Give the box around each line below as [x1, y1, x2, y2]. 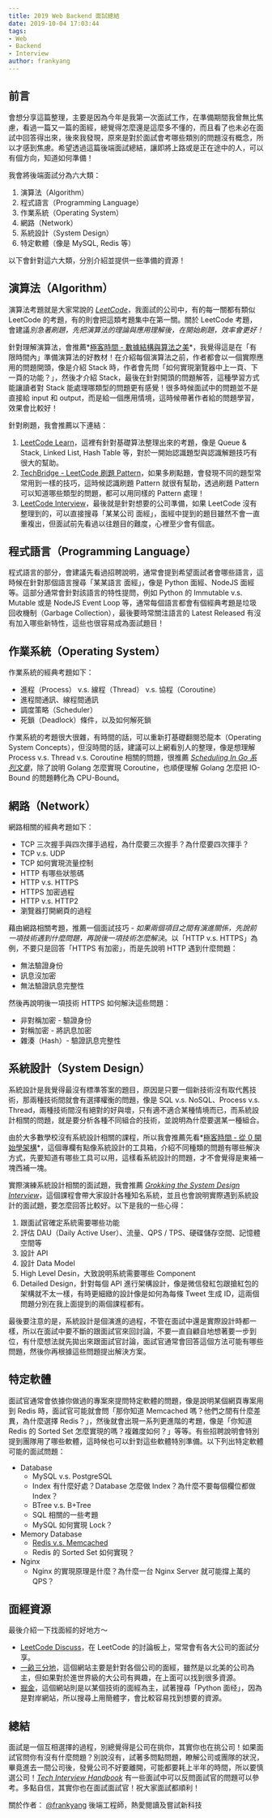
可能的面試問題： [8, 1446, 66, 1456]
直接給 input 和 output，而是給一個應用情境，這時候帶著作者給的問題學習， [8, 393, 259, 403]
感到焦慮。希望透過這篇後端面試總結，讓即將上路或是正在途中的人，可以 [22, 143, 264, 153]
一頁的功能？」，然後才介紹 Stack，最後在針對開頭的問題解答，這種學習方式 [8, 373, 261, 382]
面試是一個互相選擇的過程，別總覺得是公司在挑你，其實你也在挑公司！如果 [8, 1743, 257, 1752]
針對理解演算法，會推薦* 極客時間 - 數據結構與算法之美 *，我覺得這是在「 [8, 342, 250, 351]
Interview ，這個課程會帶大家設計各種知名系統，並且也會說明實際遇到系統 [8, 1190, 253, 1200]
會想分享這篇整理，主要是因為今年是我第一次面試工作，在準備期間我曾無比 [8, 112, 257, 122]
